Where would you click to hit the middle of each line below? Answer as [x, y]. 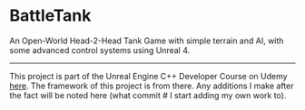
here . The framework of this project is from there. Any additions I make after [152, 86]
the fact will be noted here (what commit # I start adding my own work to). [148, 95]
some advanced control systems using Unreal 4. [100, 50]
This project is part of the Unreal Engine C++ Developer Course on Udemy [148, 76]
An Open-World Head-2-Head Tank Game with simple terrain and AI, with [147, 41]
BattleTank [50, 16]
